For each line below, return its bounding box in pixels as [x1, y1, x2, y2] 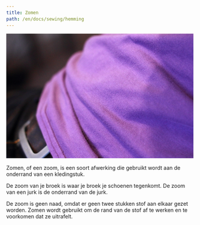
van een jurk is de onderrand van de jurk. [6, 188, 108, 196]
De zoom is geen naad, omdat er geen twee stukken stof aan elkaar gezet [6, 200, 189, 207]
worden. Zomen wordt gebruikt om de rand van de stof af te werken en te [6, 206, 188, 214]
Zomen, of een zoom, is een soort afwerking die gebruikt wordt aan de [6, 164, 181, 171]
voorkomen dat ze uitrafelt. [6, 212, 73, 220]
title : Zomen [6, 10, 39, 16]
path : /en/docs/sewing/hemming [6, 16, 84, 22]
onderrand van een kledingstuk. [6, 171, 85, 178]
